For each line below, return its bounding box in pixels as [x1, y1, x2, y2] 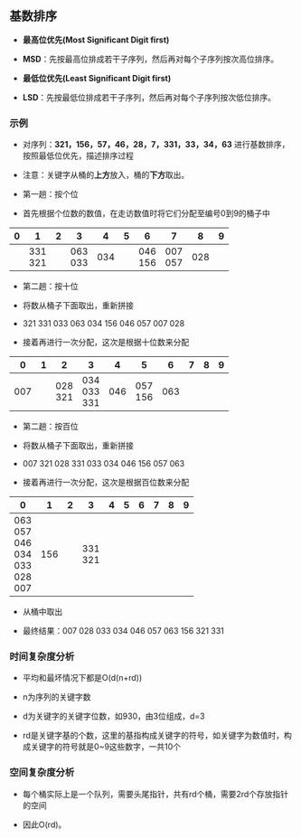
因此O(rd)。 [22, 819, 67, 830]
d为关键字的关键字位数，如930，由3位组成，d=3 [22, 711, 205, 721]
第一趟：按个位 [22, 189, 79, 200]
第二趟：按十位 [22, 281, 79, 292]
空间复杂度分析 [9, 767, 75, 779]
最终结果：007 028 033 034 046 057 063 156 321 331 [22, 626, 224, 636]
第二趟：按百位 [22, 421, 79, 432]
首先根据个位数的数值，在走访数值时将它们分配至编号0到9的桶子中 [22, 208, 271, 219]
